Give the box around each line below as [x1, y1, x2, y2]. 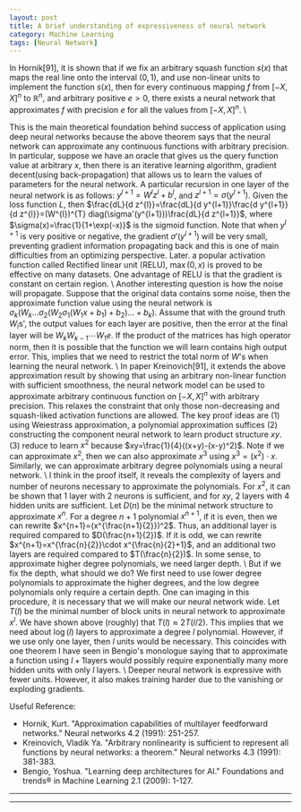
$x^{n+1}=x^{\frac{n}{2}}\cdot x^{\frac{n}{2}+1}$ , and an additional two [9, 539, 276, 551]
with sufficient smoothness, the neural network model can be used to [9, 380, 266, 390]
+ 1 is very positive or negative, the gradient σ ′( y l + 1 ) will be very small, [9, 229, 268, 242]
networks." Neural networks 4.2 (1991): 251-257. [21, 727, 200, 739]
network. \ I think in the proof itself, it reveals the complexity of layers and [9, 469, 281, 480]
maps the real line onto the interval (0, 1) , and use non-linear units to [9, 73, 261, 83]
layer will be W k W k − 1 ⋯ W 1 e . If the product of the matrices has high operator [9, 330, 291, 343]
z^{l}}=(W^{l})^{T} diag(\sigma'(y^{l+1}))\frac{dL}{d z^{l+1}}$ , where [19, 209, 273, 219]
